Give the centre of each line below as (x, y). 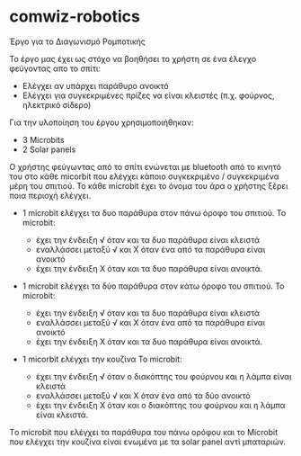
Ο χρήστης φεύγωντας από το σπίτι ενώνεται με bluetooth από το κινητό (145, 166)
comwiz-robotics (75, 17)
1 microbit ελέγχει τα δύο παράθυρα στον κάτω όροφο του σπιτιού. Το (153, 286)
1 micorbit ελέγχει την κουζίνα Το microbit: (102, 359)
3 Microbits (43, 139)
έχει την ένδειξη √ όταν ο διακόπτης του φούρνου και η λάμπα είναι (164, 376)
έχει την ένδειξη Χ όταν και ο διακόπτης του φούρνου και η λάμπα (160, 405)
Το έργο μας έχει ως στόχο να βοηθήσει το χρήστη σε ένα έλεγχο (133, 58)
